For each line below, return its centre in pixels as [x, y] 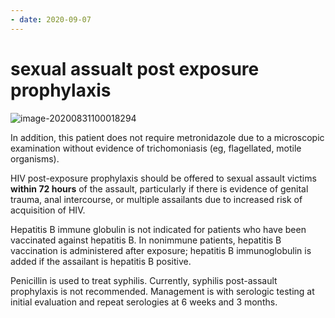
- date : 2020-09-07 [51, 19]
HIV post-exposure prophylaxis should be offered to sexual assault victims [163, 178]
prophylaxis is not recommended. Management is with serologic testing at [162, 291]
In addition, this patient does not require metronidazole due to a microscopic [167, 137]
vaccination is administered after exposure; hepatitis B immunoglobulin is [161, 250]
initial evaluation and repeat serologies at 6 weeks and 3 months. [144, 302]
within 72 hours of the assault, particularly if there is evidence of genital [159, 188]
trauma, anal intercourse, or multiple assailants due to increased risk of [156, 199]
